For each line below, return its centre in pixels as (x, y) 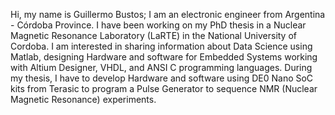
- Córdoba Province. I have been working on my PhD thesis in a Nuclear (158, 25)
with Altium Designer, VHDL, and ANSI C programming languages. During (161, 67)
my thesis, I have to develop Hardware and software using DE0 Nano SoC (162, 78)
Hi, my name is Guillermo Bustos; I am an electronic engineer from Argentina (168, 14)
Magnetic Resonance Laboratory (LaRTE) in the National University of (154, 35)
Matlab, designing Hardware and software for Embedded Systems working (164, 57)
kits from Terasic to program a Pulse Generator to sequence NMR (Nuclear (164, 88)
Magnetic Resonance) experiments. (83, 99)
